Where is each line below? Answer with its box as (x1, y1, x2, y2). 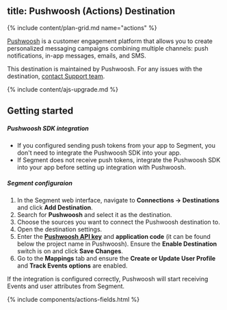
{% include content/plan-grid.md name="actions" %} (7, 23, 157, 31)
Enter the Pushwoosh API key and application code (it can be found (16, 233, 211, 241)
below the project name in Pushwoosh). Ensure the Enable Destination (16, 240, 217, 248)
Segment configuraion (7, 179, 73, 187)
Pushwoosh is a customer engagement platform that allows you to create (7, 37, 213, 45)
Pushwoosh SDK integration (7, 124, 89, 132)
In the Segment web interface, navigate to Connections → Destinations (16, 196, 220, 205)
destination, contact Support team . (7, 72, 105, 80)
